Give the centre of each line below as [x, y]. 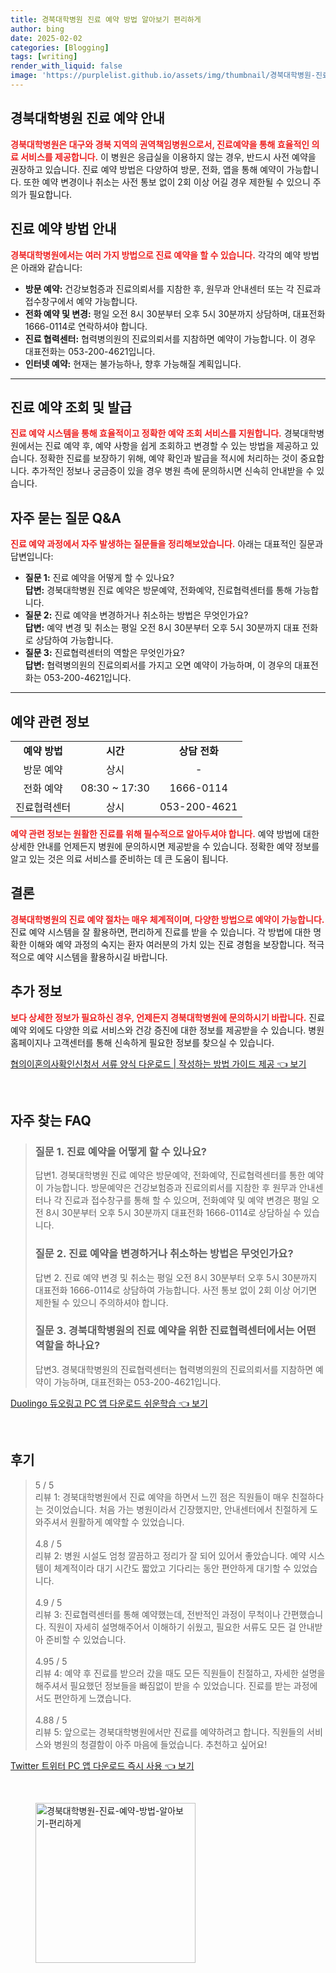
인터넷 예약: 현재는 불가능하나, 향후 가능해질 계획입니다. [133, 363]
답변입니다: [32, 557]
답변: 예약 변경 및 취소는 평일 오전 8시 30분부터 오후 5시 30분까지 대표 [162, 628]
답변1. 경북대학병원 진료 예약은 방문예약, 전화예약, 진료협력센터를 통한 [170, 1175]
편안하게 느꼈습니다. [92, 1698]
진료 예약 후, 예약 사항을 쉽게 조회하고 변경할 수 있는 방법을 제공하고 [176, 446]
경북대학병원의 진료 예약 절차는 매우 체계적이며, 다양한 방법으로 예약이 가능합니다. [167, 919]
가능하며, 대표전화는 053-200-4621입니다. [137, 1382]
